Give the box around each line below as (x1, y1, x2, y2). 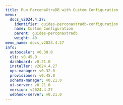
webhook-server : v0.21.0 (10, 92, 62, 97)
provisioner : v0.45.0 (10, 73, 55, 78)
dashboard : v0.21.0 (10, 59, 51, 64)
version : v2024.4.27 (10, 87, 53, 92)
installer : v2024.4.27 (10, 64, 57, 69)
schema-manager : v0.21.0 (10, 78, 62, 83)
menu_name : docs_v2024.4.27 (5, 40, 65, 45)
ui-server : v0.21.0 (10, 82, 51, 87)
